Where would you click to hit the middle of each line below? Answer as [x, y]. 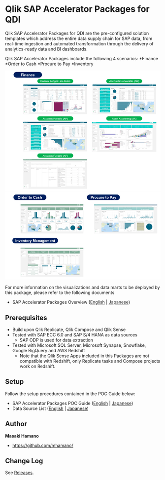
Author [16, 424]
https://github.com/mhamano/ [43, 445]
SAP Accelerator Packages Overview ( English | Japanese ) [71, 302]
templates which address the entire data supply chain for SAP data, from [79, 38]
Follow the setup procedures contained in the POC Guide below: [70, 394]
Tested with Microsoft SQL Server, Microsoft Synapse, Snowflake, [79, 345]
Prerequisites [26, 317]
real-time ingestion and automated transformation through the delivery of [79, 43]
